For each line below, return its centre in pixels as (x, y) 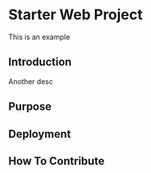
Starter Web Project (75, 15)
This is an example (39, 37)
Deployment (40, 134)
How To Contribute (57, 161)
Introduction (40, 62)
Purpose (30, 107)
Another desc (31, 81)
